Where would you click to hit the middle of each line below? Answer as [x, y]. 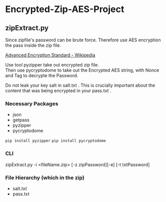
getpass [21, 120]
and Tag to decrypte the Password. [42, 76]
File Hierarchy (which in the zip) [45, 177]
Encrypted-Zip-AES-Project [65, 9]
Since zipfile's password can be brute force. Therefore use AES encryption [83, 40]
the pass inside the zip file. [33, 45]
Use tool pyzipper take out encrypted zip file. [52, 65]
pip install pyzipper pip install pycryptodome [56, 141]
